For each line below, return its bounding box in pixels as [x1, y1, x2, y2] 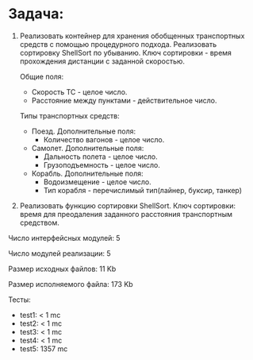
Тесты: [8, 295, 32, 304]
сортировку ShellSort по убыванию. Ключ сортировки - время [19, 48, 232, 57]
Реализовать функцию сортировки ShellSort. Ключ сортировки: [19, 200, 236, 211]
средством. [19, 218, 59, 227]
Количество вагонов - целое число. [43, 134, 165, 144]
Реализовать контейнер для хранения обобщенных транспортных [19, 31, 245, 41]
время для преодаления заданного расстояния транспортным [19, 209, 232, 219]
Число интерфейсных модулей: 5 [8, 233, 121, 242]
